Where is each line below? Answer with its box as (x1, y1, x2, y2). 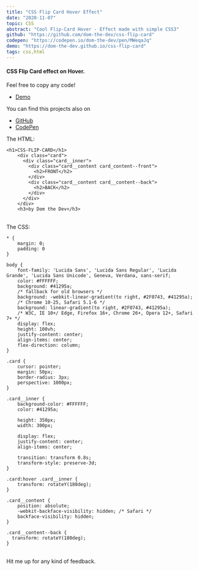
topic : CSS (6, 20, 34, 26)
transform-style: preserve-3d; (17, 460, 97, 466)
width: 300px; (17, 422, 53, 428)
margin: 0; (17, 240, 45, 247)
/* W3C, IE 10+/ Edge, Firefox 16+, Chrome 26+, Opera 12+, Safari (17, 310, 193, 316)
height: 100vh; (17, 326, 56, 332)
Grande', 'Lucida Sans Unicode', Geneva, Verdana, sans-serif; (6, 272, 171, 278)
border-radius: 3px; (17, 374, 70, 380)
